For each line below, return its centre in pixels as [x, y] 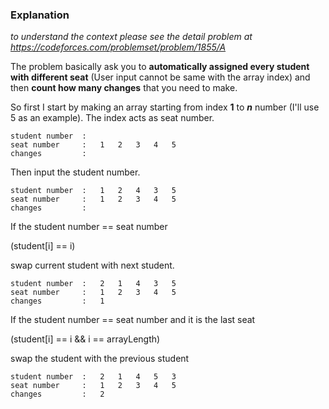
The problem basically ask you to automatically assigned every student [160, 67]
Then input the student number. [75, 172]
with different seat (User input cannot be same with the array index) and [160, 77]
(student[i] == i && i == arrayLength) [85, 339]
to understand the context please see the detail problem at [131, 37]
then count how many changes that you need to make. [124, 88]
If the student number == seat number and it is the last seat [133, 320]
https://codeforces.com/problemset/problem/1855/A [118, 47]
